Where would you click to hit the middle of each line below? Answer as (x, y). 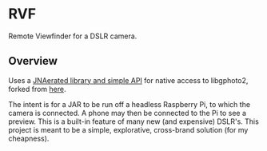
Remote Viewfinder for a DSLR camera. (73, 36)
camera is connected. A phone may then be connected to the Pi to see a (127, 113)
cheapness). (29, 138)
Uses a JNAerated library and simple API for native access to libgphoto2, (128, 80)
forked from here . (37, 89)
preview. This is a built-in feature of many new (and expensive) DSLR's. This (134, 121)
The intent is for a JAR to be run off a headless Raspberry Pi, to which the (129, 104)
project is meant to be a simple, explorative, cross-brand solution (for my (128, 129)
